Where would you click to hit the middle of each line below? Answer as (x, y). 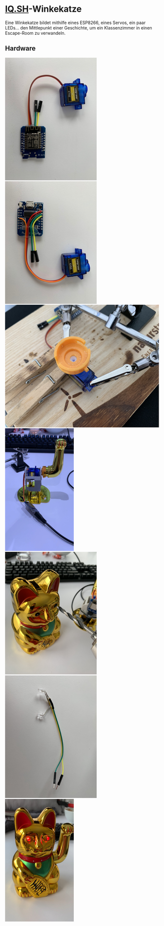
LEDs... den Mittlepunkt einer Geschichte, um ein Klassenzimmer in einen (79, 27)
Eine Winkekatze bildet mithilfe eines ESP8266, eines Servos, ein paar (75, 23)
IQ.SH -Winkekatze (43, 9)
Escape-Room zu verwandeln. (35, 33)
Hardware (20, 48)
